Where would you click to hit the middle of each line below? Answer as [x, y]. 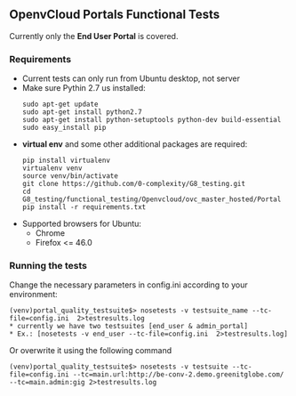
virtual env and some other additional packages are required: [135, 144]
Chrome [50, 233]
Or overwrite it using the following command [91, 351]
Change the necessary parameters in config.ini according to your [128, 285]
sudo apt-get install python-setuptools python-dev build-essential [152, 120]
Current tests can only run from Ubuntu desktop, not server [131, 78]
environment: [33, 295]
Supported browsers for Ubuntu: [82, 224]
